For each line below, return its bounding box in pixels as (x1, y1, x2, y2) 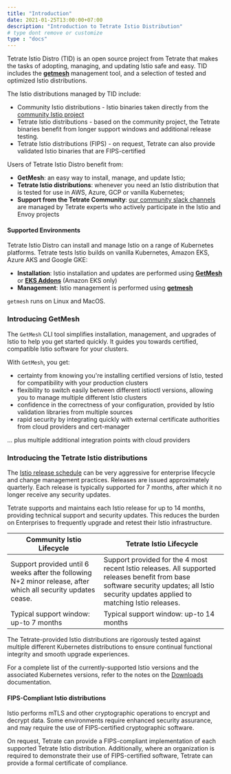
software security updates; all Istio (103, 581, 214, 590)
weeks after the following (10, 568, 92, 577)
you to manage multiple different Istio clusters (16, 393, 148, 401)
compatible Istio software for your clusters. (7, 345, 129, 353)
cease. (10, 593, 32, 603)
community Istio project (16, 111, 85, 119)
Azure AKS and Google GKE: (7, 256, 88, 264)
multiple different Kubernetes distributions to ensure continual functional (7, 643, 213, 651)
